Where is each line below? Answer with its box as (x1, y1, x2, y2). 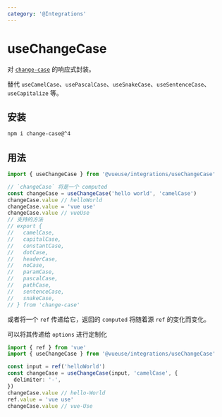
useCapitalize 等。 (7, 89, 63, 97)
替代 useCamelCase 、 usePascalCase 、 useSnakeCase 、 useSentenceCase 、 (7, 80, 211, 88)
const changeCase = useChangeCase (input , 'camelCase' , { (7, 370, 178, 377)
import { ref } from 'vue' (7, 344, 87, 351)
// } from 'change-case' (7, 301, 80, 309)
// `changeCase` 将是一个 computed (7, 183, 108, 190)
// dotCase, (7, 249, 49, 256)
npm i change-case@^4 (7, 130, 71, 137)
